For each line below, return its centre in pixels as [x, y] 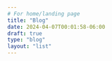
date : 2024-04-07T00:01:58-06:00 [56, 27]
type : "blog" [26, 40]
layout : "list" [30, 46]
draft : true [25, 33]
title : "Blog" [28, 20]
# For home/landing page [44, 14]
